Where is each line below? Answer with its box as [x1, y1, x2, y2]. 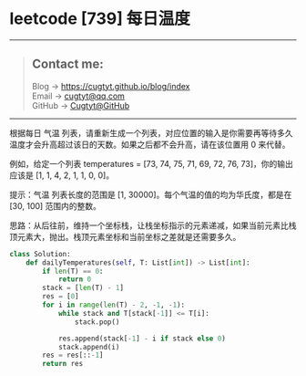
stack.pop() [74, 317, 120, 327]
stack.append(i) [57, 342, 120, 351]
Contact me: [31, 57, 104, 72]
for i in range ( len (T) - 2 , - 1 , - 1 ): [42, 300, 186, 309]
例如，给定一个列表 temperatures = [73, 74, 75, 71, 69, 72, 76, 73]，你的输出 [9, 158, 294, 169]
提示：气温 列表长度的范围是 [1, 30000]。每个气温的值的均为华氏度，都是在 [9, 189, 292, 200]
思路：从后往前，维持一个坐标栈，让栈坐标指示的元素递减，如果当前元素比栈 [9, 220, 297, 231]
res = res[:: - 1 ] [42, 350, 104, 360]
